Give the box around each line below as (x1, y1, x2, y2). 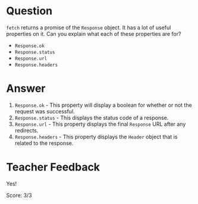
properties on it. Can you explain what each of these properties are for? (6, 30, 181, 37)
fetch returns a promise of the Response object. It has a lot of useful (6, 24, 171, 31)
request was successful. (14, 107, 76, 115)
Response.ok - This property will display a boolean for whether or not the (14, 101, 192, 109)
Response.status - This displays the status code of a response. (14, 114, 169, 121)
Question (6, 4, 52, 18)
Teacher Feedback (6, 160, 100, 174)
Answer (6, 82, 46, 95)
